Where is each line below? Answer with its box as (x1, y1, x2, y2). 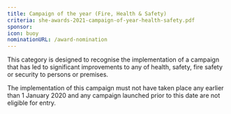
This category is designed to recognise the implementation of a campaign (7, 55, 220, 64)
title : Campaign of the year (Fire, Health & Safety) (7, 10, 167, 17)
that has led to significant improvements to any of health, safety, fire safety (7, 63, 223, 71)
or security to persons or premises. (7, 71, 109, 79)
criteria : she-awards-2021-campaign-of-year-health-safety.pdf (7, 17, 195, 24)
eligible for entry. (7, 99, 57, 107)
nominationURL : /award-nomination (7, 36, 108, 43)
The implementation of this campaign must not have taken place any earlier (7, 84, 225, 92)
